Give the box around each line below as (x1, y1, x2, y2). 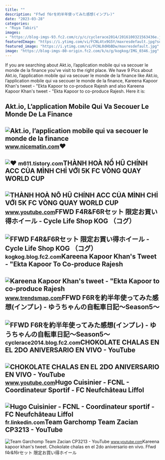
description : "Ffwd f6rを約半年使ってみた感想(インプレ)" (5, 12, 115, 17)
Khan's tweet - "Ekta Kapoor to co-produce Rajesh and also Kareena (5, 83, 144, 89)
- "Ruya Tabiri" (5, 26, 38, 31)
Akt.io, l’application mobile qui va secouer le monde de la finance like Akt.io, (5, 72, 159, 78)
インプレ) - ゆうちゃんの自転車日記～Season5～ (14, 302, 160, 311)
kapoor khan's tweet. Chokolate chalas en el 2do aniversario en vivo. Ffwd (5, 444, 156, 450)
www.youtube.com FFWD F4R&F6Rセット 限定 (5, 208, 138, 216)
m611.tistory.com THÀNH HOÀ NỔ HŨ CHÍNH (18, 159, 148, 167)
